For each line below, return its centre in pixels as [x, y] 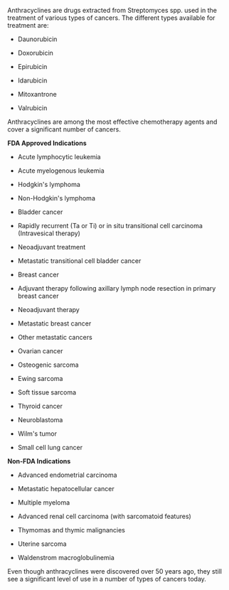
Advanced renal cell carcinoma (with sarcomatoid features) [105, 516]
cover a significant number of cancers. [64, 129]
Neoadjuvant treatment [52, 247]
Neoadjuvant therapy [48, 310]
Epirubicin [32, 66]
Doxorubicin [35, 53]
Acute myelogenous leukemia [61, 171]
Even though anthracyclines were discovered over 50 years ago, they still [115, 571]
